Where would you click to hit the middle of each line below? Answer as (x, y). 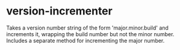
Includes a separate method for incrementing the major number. (85, 40)
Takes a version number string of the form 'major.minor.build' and (87, 28)
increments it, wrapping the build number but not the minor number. (90, 34)
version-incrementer (59, 11)
